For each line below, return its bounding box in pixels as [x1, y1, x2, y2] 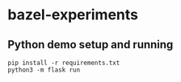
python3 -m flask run [7, 66, 81, 74]
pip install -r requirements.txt [7, 59, 120, 67]
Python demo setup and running [7, 38, 174, 51]
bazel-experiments [7, 6, 139, 24]
